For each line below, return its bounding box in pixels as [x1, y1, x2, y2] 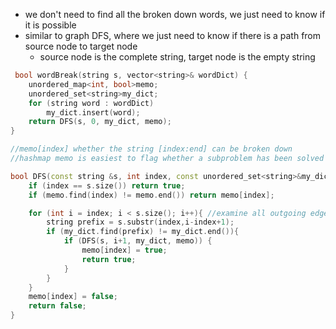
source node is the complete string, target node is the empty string [39, 51, 316, 63]
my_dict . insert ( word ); [46, 107, 141, 118]
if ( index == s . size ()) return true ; [28, 180, 186, 191]
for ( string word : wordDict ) [28, 98, 155, 108]
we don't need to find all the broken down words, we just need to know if [24, 9, 326, 20]
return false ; [28, 301, 87, 311]
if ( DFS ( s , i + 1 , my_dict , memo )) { [63, 236, 213, 246]
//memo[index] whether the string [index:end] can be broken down [10, 144, 293, 154]
